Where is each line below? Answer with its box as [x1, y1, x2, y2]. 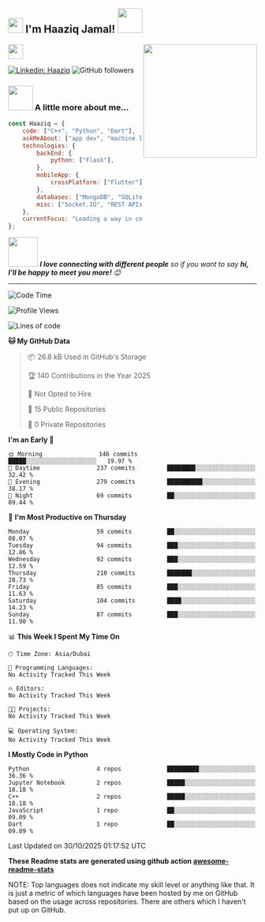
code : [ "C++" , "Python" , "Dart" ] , [22, 127, 136, 135]
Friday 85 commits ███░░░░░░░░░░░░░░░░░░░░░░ [8, 583, 256, 591]
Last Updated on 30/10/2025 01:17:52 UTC [8, 841, 146, 851]
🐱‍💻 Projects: [8, 706, 51, 714]
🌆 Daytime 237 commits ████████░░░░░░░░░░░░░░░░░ [8, 464, 256, 472]
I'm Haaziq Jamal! [24, 23, 116, 36]
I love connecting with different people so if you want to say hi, [39, 260, 249, 269]
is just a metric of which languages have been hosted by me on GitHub [8, 889, 238, 898]
